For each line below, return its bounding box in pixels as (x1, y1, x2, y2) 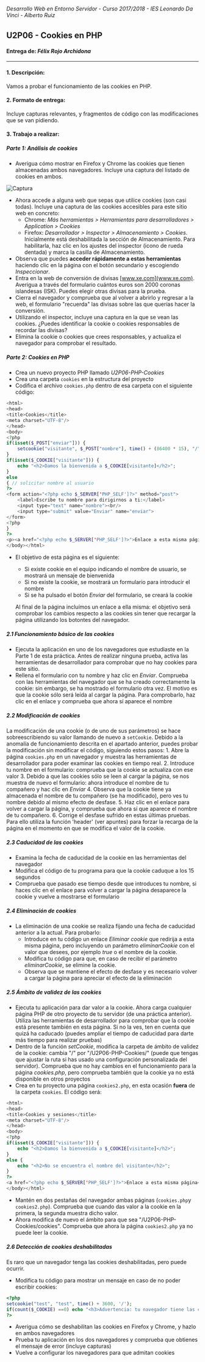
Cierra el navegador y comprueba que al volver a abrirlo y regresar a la (15, 294, 194, 302)
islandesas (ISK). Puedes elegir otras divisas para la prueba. (15, 287, 167, 295)
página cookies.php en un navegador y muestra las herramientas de (6, 753, 177, 761)
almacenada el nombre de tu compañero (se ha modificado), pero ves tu (6, 792, 189, 799)
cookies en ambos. (15, 173, 63, 180)
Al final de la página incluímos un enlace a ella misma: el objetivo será (15, 603, 191, 611)
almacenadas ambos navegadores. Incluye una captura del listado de (15, 166, 190, 174)
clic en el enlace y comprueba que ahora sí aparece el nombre (15, 698, 173, 705)
